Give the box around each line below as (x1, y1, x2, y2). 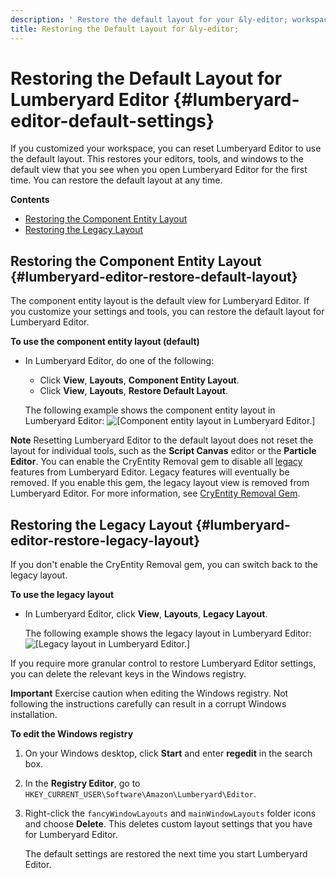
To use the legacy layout (10, 589, 115, 601)
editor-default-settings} (10, 109, 215, 132)
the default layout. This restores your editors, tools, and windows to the (10, 153, 304, 165)
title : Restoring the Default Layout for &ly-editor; (10, 24, 240, 34)
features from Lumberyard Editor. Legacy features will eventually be (10, 466, 290, 478)
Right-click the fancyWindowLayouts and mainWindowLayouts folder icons (24, 807, 317, 820)
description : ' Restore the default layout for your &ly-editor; (10, 14, 288, 25)
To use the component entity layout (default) (10, 336, 200, 348)
